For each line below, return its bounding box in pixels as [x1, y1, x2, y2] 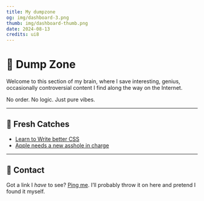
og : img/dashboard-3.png [6, 15, 69, 21]
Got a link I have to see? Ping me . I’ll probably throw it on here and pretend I [6, 181, 196, 188]
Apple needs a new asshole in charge [15, 141, 109, 149]
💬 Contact [6, 165, 45, 175]
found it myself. [6, 188, 46, 195]
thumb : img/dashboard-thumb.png [6, 20, 88, 26]
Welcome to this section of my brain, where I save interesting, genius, [6, 78, 180, 85]
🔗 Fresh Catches [6, 119, 70, 129]
